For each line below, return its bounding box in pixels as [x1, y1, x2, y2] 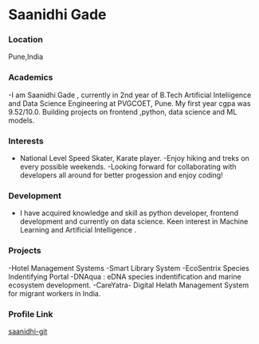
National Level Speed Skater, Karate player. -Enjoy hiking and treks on [19, 154, 249, 163]
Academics [8, 72, 53, 83]
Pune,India [8, 52, 44, 61]
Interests [8, 135, 44, 147]
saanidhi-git [8, 326, 48, 336]
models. [8, 115, 35, 125]
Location [8, 34, 44, 45]
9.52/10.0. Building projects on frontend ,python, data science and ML [8, 107, 237, 116]
